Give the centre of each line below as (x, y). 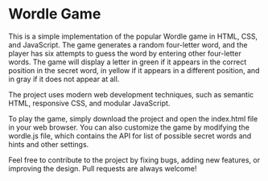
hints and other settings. (49, 144)
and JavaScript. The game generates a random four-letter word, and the (128, 44)
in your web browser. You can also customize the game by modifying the (129, 127)
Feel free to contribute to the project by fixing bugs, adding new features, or (134, 160)
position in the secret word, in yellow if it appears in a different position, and (134, 70)
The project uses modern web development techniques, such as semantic (131, 94)
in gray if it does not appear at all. (64, 79)
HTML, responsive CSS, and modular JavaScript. (89, 103)
